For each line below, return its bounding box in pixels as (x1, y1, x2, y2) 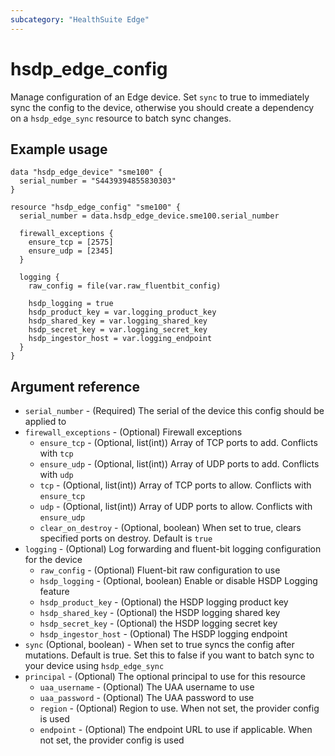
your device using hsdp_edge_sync (24, 660, 165, 672)
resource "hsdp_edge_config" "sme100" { (10, 202, 182, 213)
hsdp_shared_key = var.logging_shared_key (28, 316, 208, 326)
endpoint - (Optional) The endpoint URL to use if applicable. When (39, 724, 313, 736)
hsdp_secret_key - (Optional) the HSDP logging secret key (39, 617, 278, 630)
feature (39, 586, 70, 598)
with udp (39, 469, 74, 481)
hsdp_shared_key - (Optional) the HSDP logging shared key (39, 607, 281, 619)
